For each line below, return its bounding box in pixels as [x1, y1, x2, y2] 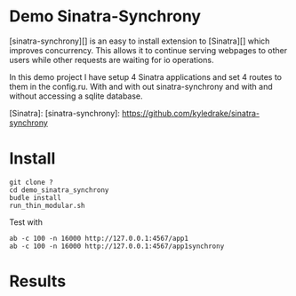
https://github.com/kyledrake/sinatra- [121, 108, 260, 118]
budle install [9, 193, 62, 202]
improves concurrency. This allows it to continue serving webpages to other [9, 44, 288, 55]
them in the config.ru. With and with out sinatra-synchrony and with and [9, 81, 273, 92]
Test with [9, 216, 43, 228]
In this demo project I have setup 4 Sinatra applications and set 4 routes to [9, 71, 283, 82]
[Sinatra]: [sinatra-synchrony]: [9, 108, 120, 118]
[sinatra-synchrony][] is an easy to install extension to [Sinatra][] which [9, 36, 270, 46]
